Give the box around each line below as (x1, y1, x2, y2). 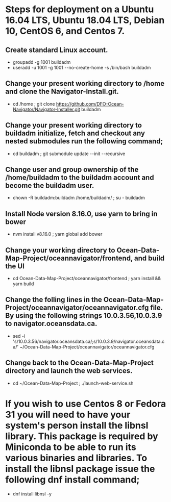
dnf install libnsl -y (12, 491, 52, 497)
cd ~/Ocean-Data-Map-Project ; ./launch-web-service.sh (12, 380, 134, 386)
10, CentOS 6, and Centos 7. (5, 26, 125, 37)
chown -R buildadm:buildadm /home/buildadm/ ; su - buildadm (12, 195, 145, 201)
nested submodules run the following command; (5, 137, 163, 146)
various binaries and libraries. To (5, 452, 148, 464)
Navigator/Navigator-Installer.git (12, 106, 81, 112)
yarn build (12, 281, 34, 287)
